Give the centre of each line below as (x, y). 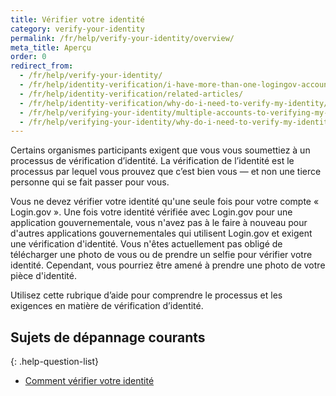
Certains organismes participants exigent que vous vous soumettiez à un (160, 150)
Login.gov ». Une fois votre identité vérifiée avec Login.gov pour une (151, 212)
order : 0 (28, 57)
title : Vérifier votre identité (77, 19)
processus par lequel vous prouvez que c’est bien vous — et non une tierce (166, 172)
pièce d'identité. (43, 276)
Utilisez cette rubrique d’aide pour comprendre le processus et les (146, 295)
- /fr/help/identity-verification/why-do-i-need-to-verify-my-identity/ (174, 103)
